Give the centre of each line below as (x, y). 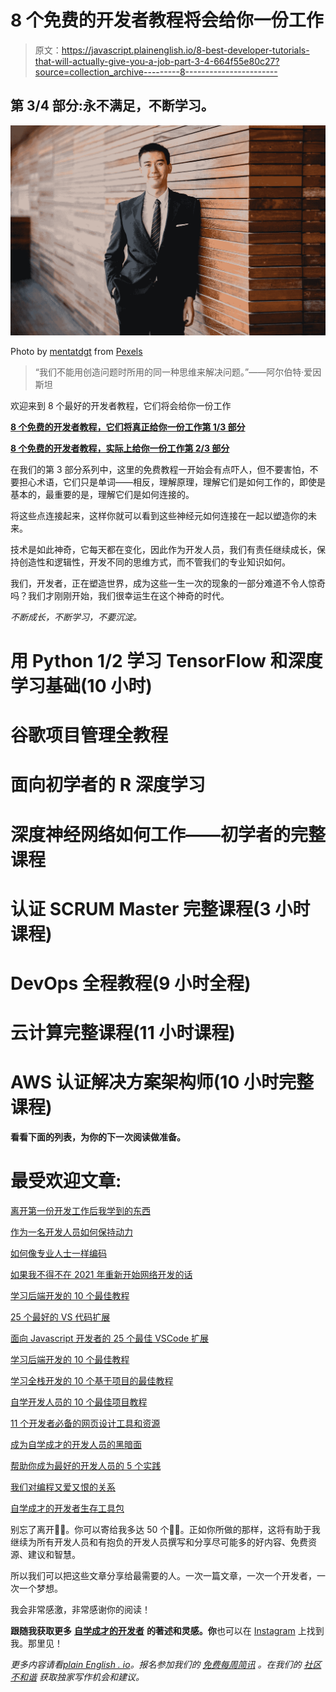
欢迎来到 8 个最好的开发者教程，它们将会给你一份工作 (121, 405)
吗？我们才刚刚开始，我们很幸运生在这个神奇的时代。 (120, 595)
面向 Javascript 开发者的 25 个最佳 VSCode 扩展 (110, 1338)
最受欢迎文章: (66, 1181)
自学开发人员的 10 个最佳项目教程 (79, 1402)
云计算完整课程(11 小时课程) (123, 1033)
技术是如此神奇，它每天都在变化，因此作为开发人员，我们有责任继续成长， (163, 549)
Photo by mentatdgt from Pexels (76, 351)
